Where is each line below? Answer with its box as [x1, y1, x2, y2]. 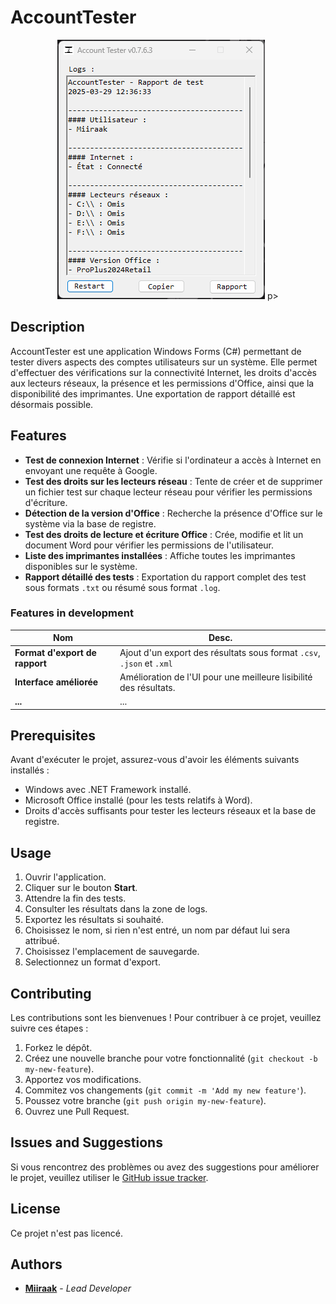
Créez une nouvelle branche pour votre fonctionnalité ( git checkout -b [24, 1052, 318, 1065]
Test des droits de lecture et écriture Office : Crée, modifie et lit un [24, 528, 304, 540]
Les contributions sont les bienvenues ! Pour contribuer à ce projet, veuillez [10, 1012, 322, 1024]
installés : [10, 764, 50, 776]
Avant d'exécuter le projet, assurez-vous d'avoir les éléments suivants [10, 754, 300, 766]
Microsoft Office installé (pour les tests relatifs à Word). [24, 794, 253, 806]
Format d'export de [14, 646, 97, 658]
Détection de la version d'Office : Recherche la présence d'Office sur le [24, 507, 323, 519]
